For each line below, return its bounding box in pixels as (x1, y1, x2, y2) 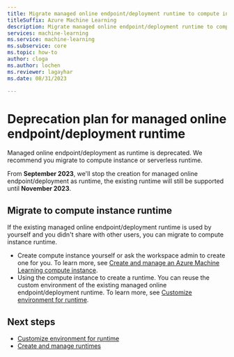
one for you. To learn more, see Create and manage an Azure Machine (17, 259, 220, 267)
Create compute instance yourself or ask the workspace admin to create (17, 251, 226, 260)
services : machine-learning (7, 29, 89, 37)
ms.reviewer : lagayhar (7, 68, 73, 75)
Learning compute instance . (17, 266, 98, 275)
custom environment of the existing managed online (17, 281, 167, 289)
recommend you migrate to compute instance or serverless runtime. (7, 156, 203, 164)
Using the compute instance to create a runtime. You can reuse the (17, 273, 210, 282)
